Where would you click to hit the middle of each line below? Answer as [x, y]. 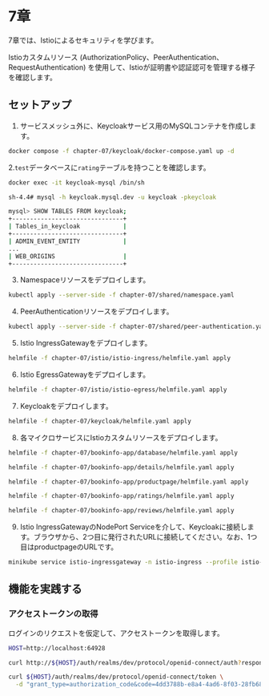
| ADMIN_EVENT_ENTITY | [68, 241]
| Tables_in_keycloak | [68, 227]
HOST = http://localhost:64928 [57, 648]
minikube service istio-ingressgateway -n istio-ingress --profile [123, 562]
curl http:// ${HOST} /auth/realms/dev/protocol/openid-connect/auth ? [125, 662]
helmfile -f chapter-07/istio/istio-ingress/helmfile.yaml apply [119, 358]
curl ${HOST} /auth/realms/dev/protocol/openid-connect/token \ [116, 677]
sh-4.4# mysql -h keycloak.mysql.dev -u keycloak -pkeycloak [112, 197]
